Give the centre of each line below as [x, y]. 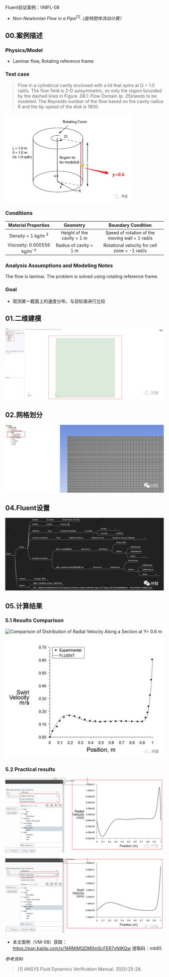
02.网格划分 [24, 415]
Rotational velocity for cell [130, 245]
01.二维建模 [23, 319]
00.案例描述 [24, 36]
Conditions [19, 213]
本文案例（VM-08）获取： [40, 942]
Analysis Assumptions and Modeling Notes [59, 265]
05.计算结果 [24, 606]
